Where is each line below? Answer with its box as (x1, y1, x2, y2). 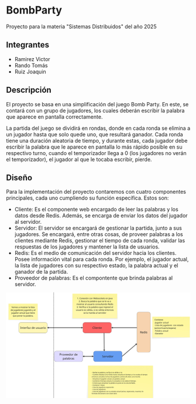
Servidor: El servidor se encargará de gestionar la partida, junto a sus (14, 224, 183, 232)
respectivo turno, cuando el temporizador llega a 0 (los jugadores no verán (6, 149, 187, 156)
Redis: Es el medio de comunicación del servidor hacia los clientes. (14, 250, 177, 257)
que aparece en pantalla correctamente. (6, 113, 103, 120)
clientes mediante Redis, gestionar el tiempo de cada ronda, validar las (14, 237, 185, 244)
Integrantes (6, 40, 50, 50)
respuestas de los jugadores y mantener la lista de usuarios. (14, 243, 160, 250)
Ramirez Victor (14, 55, 51, 62)
